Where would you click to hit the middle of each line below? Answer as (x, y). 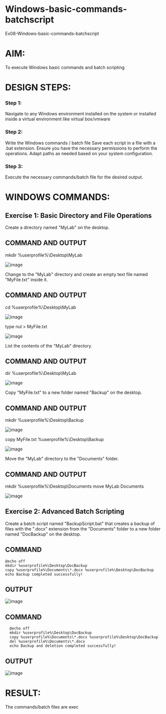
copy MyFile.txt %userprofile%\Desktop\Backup (55, 440)
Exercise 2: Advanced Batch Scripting (65, 511)
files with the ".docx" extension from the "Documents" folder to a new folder (83, 529)
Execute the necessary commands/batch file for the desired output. (74, 177)
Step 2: (14, 132)
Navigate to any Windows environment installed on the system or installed (81, 114)
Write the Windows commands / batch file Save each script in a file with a (80, 143)
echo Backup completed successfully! (44, 574)
